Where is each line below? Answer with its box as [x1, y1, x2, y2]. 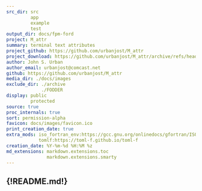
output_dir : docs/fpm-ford [6, 31, 74, 37]
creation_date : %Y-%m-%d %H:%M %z [6, 142, 93, 149]
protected [30, 98, 55, 104]
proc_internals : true [6, 109, 61, 115]
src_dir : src [6, 8, 39, 15]
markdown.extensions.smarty [46, 154, 117, 160]
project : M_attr [6, 37, 47, 43]
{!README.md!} [6, 176, 68, 186]
